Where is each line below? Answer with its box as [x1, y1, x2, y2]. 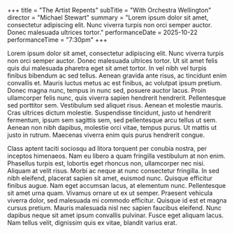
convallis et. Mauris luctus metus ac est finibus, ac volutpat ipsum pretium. [7, 79, 222, 87]
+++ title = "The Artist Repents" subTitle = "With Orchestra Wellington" [7, 6, 212, 14]
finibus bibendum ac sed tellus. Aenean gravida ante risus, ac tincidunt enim [7, 71, 227, 80]
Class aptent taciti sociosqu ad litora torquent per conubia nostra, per [7, 145, 207, 152]
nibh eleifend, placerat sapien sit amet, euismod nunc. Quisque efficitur [7, 174, 213, 182]
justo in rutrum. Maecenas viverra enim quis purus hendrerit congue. [7, 131, 205, 139]
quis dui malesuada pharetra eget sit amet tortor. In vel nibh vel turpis [7, 64, 207, 72]
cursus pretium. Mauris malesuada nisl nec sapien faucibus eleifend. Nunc [7, 204, 222, 212]
